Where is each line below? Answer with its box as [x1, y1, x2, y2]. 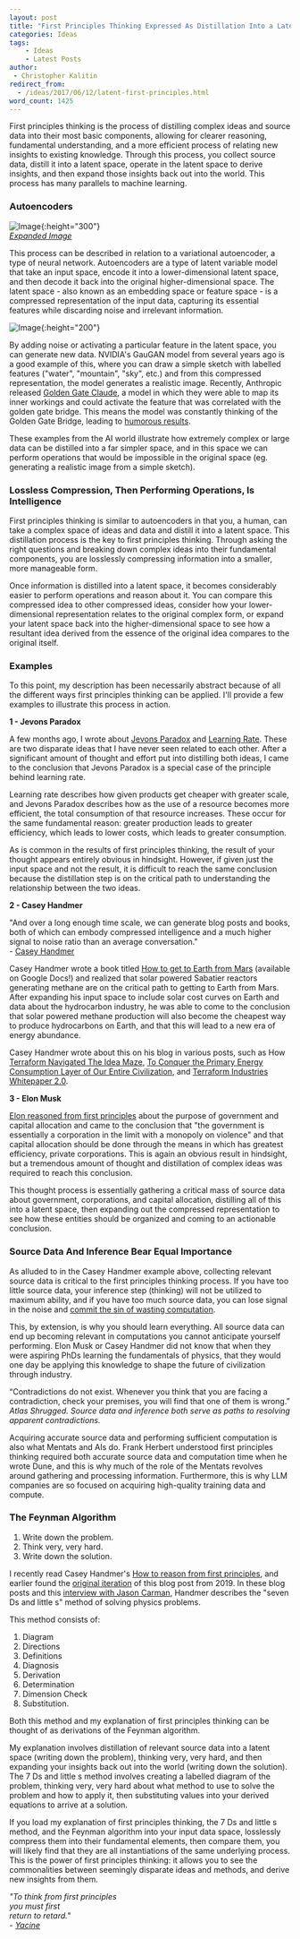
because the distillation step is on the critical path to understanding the [9, 873, 271, 884]
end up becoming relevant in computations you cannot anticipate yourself [9, 1331, 281, 1342]
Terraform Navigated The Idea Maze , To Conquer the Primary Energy [9, 1057, 263, 1068]
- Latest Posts [25, 55, 82, 64]
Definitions [21, 1650, 62, 1661]
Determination [21, 1678, 75, 1689]
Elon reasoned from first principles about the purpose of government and [9, 1111, 279, 1121]
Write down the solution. [21, 1550, 112, 1561]
